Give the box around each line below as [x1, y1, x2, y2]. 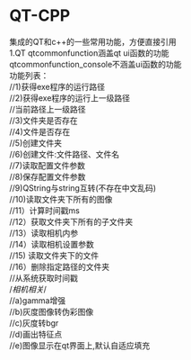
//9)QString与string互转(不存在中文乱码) [9, 182, 157, 193]
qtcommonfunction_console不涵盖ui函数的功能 [9, 58, 182, 69]
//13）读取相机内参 [9, 227, 79, 238]
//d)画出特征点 [9, 328, 63, 339]
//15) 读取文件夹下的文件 [9, 249, 100, 261]
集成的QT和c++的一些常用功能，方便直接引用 [9, 36, 177, 47]
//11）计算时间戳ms [9, 204, 81, 216]
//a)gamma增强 [9, 294, 65, 306]
